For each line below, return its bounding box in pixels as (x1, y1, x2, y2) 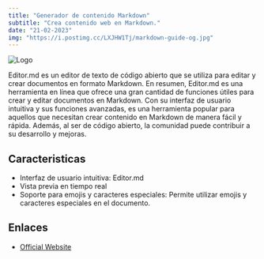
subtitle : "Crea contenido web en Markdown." (8, 19, 160, 27)
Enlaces (8, 221, 49, 235)
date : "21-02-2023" (8, 26, 73, 34)
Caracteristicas (8, 152, 86, 166)
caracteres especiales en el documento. (19, 198, 151, 208)
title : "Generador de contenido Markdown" (8, 11, 150, 20)
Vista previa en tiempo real (19, 182, 107, 191)
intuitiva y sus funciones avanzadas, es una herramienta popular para (8, 104, 235, 114)
